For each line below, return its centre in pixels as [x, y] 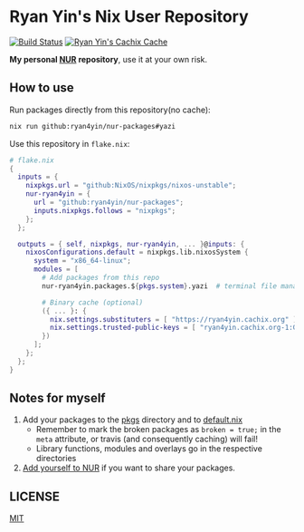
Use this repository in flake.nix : [70, 143]
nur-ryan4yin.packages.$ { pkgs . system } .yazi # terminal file [160, 286]
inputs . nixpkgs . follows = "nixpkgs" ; [104, 210]
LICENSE [35, 496]
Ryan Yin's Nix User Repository [129, 17]
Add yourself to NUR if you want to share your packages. [128, 468]
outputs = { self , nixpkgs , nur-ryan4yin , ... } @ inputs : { [131, 244]
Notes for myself [57, 398]
